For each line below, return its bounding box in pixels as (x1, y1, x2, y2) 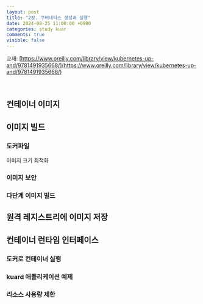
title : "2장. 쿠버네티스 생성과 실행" (6, 15, 91, 21)
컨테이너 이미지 (6, 99, 60, 110)
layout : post (6, 9, 40, 15)
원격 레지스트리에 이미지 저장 (6, 212, 109, 223)
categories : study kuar (6, 26, 67, 32)
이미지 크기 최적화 (6, 157, 49, 164)
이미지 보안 (6, 173, 37, 182)
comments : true (6, 32, 45, 38)
